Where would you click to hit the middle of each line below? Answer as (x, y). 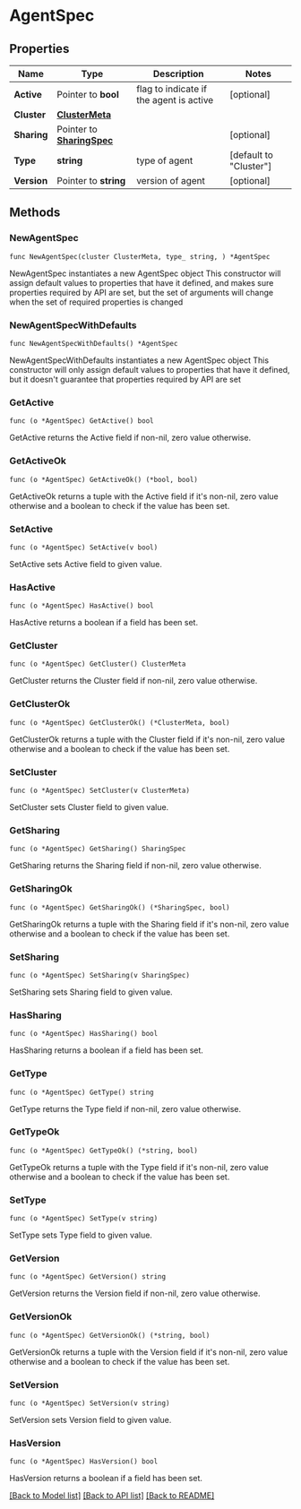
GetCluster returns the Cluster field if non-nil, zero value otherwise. (133, 681)
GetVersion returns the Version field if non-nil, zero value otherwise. (135, 1293)
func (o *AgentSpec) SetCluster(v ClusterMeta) (100, 791)
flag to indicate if (172, 89)
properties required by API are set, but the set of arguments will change (142, 292)
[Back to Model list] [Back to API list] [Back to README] (112, 1496)
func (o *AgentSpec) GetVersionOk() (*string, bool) (110, 1335)
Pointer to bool (88, 95)
